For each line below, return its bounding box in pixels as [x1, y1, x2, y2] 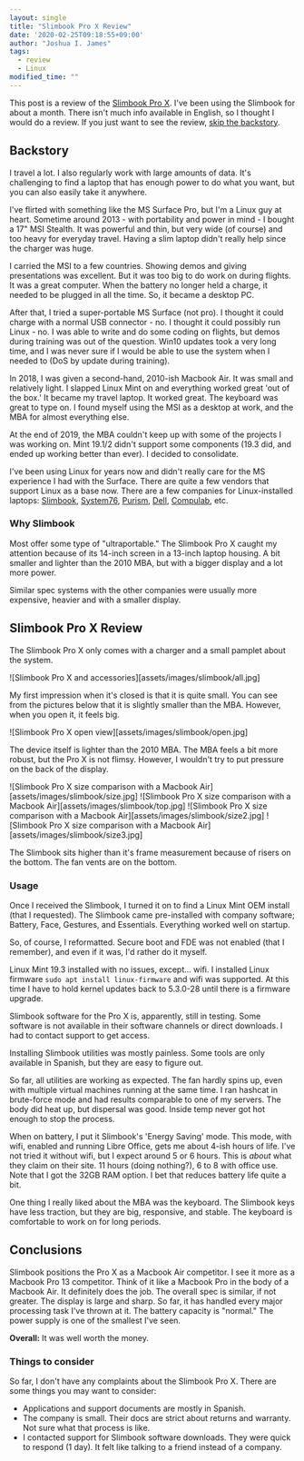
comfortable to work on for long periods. [9, 1216, 162, 1227]
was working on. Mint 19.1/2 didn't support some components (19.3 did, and [9, 438, 292, 450]
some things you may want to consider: [9, 1386, 157, 1396]
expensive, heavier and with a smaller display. [9, 594, 181, 605]
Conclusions [9, 1242, 83, 1258]
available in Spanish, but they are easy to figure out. [9, 1057, 204, 1068]
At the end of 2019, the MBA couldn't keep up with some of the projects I [9, 429, 282, 440]
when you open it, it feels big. [9, 709, 120, 720]
